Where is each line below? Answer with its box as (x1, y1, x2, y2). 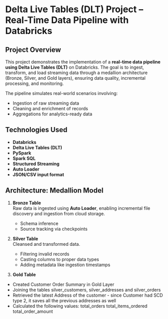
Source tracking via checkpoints (20, 226, 88, 232)
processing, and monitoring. (5, 80, 64, 86)
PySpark (12, 150, 31, 156)
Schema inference (20, 220, 59, 227)
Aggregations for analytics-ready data (12, 111, 93, 117)
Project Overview (5, 45, 61, 54)
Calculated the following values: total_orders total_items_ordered (12, 303, 148, 309)
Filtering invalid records (20, 250, 70, 257)
